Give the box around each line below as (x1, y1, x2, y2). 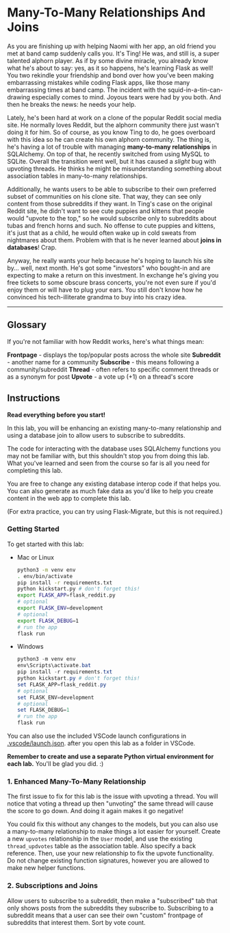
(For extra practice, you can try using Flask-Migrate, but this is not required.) (7, 507, 223, 515)
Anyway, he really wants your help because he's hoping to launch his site (7, 256, 214, 264)
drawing (7, 92, 31, 101)
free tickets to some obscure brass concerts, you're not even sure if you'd (7, 278, 216, 286)
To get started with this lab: (7, 540, 84, 548)
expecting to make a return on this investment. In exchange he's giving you (7, 271, 219, 279)
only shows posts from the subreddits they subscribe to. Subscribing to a (7, 904, 214, 912)
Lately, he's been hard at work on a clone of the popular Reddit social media (7, 113, 222, 121)
